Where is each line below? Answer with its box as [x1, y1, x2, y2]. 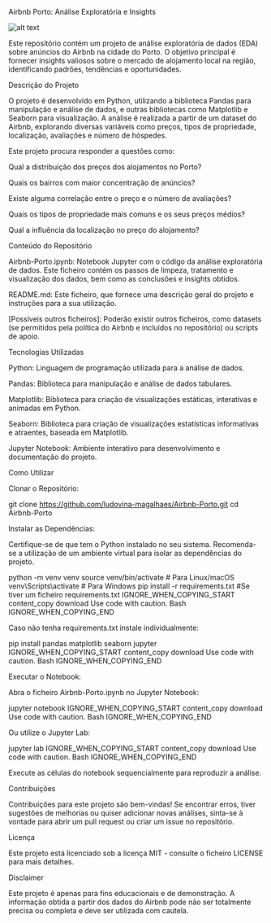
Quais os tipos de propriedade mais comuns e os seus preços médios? [8, 209, 246, 219]
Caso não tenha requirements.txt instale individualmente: [8, 623, 199, 632]
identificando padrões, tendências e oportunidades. [8, 64, 182, 74]
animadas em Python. [8, 403, 81, 413]
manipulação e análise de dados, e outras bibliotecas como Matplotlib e [8, 105, 248, 114]
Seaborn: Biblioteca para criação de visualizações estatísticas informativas [8, 419, 260, 428]
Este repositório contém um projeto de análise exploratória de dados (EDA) [8, 38, 259, 48]
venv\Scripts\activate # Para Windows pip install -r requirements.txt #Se [8, 581, 250, 591]
